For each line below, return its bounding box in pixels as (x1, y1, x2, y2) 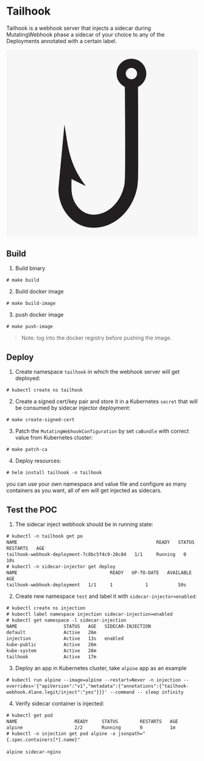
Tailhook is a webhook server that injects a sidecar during (6, 24, 151, 32)
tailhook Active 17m (6, 654, 97, 660)
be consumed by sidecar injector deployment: (15, 404, 131, 412)
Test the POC (6, 504, 57, 515)
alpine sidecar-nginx (6, 749, 62, 756)
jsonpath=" (118, 731, 146, 737)
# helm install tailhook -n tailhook (6, 470, 102, 476)
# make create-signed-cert (6, 417, 75, 423)
